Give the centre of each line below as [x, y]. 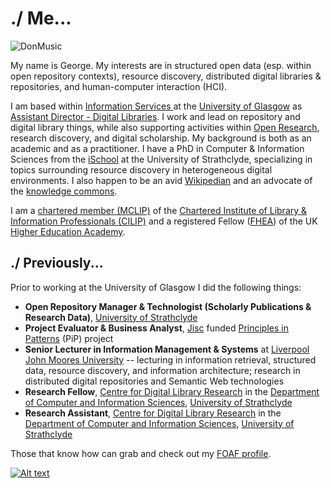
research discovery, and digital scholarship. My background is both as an [161, 138]
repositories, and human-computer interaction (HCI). [119, 86]
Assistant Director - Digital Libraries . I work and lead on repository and [155, 116]
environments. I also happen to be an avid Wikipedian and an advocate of [161, 180]
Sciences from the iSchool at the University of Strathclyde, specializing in [161, 159]
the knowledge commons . [64, 191]
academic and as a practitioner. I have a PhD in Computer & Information [157, 148]
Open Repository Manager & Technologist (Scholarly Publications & [168, 306]
